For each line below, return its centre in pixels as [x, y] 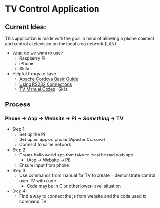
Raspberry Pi [32, 58]
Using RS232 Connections [46, 84]
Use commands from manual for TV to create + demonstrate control [87, 175]
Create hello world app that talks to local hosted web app [76, 155]
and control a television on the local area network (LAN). [61, 44]
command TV [33, 201]
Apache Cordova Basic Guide [49, 79]
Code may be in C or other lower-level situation [74, 186]
